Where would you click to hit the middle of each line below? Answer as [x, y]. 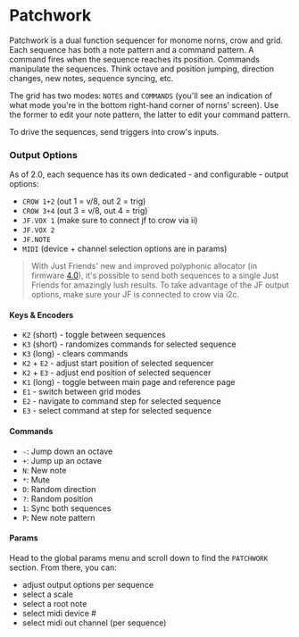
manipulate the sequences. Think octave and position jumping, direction [142, 69]
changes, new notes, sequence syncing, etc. [91, 78]
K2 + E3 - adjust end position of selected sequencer [116, 373]
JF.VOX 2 [38, 230]
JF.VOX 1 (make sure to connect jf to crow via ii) [110, 221]
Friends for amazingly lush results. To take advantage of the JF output [160, 285]
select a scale [48, 594]
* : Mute [36, 480]
